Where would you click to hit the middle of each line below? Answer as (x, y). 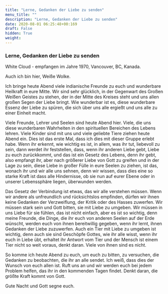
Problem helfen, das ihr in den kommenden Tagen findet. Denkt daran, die (81, 271)
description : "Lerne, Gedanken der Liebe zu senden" (61, 19)
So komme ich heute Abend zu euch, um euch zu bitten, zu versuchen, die (82, 255)
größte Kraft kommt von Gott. (35, 276)
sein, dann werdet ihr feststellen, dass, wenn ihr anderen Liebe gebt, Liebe (82, 150)
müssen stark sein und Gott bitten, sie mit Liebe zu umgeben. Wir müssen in (84, 208)
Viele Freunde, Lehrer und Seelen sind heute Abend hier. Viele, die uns (78, 123)
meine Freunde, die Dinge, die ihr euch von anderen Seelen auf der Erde (80, 218)
